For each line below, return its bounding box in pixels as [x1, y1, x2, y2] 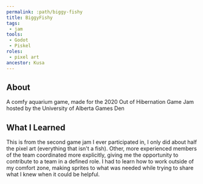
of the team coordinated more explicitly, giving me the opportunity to [6, 151, 179, 158]
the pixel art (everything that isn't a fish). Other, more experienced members [6, 145, 198, 152]
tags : [6, 20, 20, 26]
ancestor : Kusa [6, 60, 45, 66]
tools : [6, 32, 23, 38]
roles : [6, 49, 23, 55]
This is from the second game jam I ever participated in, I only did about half [6, 138, 198, 146]
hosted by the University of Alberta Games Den [6, 104, 125, 112]
